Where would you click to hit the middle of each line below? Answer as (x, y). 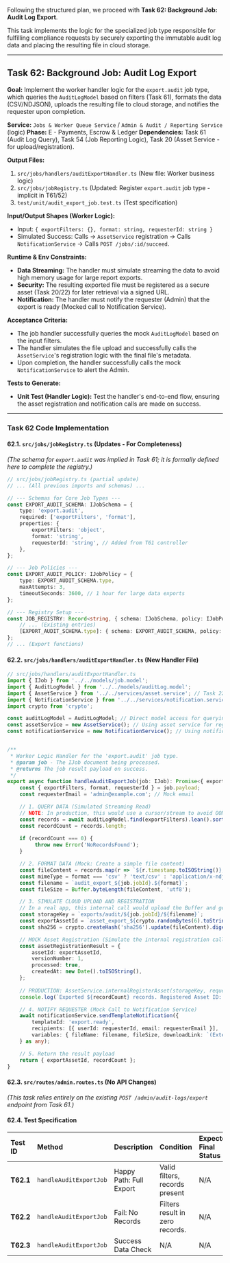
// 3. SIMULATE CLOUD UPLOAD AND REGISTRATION (87, 902)
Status (210, 1155)
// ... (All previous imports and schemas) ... (76, 486)
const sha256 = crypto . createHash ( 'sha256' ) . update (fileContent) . (116, 927)
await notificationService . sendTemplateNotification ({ (99, 1016)
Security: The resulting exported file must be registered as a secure (113, 285)
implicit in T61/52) (42, 195)
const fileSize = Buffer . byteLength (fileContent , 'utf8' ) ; (105, 889)
